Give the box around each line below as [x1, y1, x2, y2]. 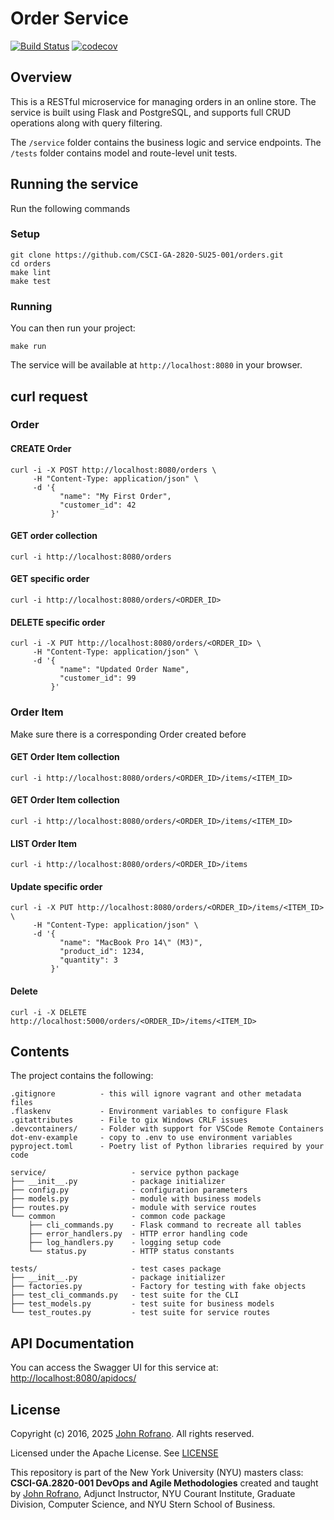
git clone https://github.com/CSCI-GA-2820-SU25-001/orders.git [10, 250, 284, 260]
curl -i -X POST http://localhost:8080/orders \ [10, 465, 217, 475]
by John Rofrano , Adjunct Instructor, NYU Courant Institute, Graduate [10, 1488, 296, 1500]
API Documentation [10, 1335, 135, 1352]
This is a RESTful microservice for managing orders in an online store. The [10, 95, 317, 107]
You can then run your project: [10, 322, 136, 334]
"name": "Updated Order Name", [59, 665, 190, 675]
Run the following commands [10, 202, 131, 214]
